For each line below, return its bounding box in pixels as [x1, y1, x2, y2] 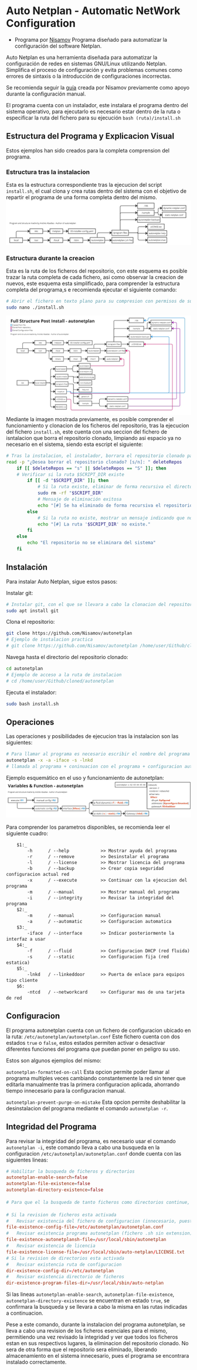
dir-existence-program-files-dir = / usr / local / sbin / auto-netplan [6, 1280, 164, 1286]
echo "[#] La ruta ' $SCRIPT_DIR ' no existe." [37, 521, 151, 527]
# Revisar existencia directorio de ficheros [6, 1274, 125, 1280]
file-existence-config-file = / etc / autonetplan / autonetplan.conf [6, 1224, 164, 1230]
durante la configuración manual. [6, 90, 86, 97]
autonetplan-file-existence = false [6, 1181, 91, 1187]
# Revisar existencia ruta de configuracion [6, 1262, 122, 1268]
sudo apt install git [6, 608, 59, 614]
